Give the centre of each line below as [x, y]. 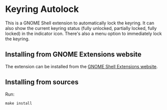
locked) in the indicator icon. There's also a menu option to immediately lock [83, 33]
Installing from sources [42, 82]
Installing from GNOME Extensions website [73, 55]
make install [19, 103]
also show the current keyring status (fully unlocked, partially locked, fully [81, 28]
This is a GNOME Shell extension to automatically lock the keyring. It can [80, 23]
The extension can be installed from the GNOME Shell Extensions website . [82, 66]
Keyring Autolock [42, 9]
